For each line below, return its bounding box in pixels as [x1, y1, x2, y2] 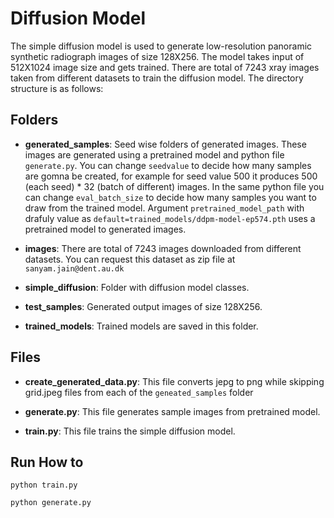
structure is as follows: [10, 82, 104, 94]
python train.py [10, 480, 78, 491]
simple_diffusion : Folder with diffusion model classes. [24, 281, 250, 293]
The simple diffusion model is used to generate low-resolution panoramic [10, 40, 313, 52]
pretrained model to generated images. [24, 223, 187, 235]
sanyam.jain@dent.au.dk [24, 263, 125, 274]
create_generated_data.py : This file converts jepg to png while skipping [24, 375, 325, 387]
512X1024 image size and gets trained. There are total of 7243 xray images [10, 61, 320, 73]
